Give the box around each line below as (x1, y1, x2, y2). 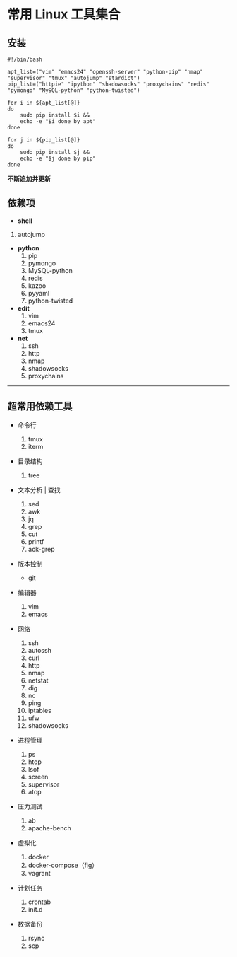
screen (28, 772, 49, 781)
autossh (28, 646, 51, 654)
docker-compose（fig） (28, 861, 99, 869)
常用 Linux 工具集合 (7, 6, 121, 23)
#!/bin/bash (7, 56, 42, 63)
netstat (28, 676, 49, 685)
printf (28, 537, 44, 545)
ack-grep (28, 545, 55, 553)
